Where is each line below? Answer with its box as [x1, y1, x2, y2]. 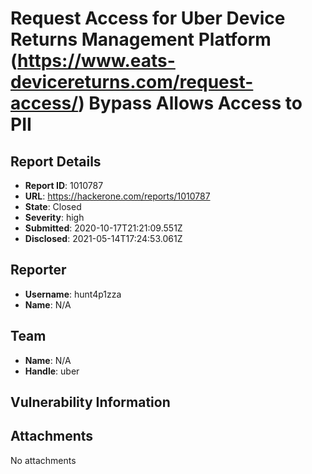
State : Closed [24, 201, 82, 212]
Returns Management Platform [10, 28, 272, 51]
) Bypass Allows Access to [78, 92, 303, 115]
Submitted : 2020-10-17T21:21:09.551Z [24, 222, 183, 234]
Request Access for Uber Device [10, 7, 286, 30]
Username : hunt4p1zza [24, 288, 122, 300]
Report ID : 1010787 [24, 180, 104, 191]
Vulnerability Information [10, 394, 171, 411]
